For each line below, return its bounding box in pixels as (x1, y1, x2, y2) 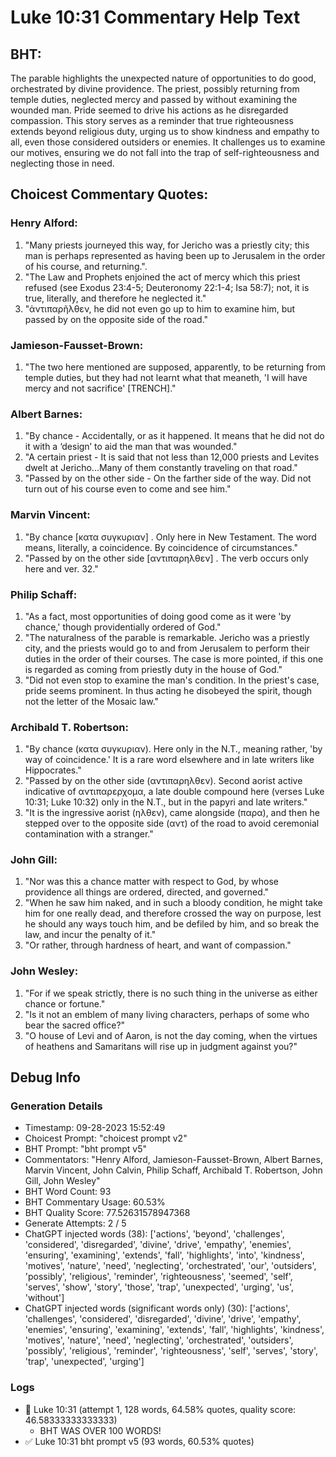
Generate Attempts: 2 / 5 (24, 1217, 127, 1230)
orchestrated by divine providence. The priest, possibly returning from (10, 83, 300, 95)
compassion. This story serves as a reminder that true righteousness (10, 115, 294, 126)
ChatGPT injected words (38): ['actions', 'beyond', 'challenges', (24, 1228, 285, 1240)
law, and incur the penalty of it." (24, 929, 157, 941)
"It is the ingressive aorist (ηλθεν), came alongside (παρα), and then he (24, 807, 320, 819)
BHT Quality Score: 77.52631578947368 (24, 1207, 191, 1219)
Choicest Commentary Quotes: (10, 186, 209, 203)
